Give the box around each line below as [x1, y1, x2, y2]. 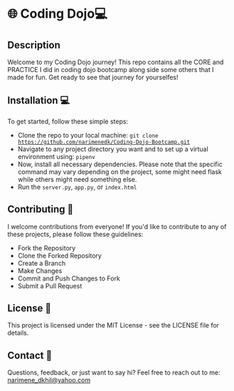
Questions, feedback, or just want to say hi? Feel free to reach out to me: [7, 368, 220, 377]
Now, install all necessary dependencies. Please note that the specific [17, 160, 223, 168]
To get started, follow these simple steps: [7, 117, 129, 126]
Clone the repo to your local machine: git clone [17, 131, 159, 139]
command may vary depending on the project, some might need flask [17, 167, 223, 176]
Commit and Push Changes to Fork [17, 274, 121, 283]
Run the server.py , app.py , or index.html [17, 183, 137, 191]
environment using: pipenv [17, 152, 96, 161]
